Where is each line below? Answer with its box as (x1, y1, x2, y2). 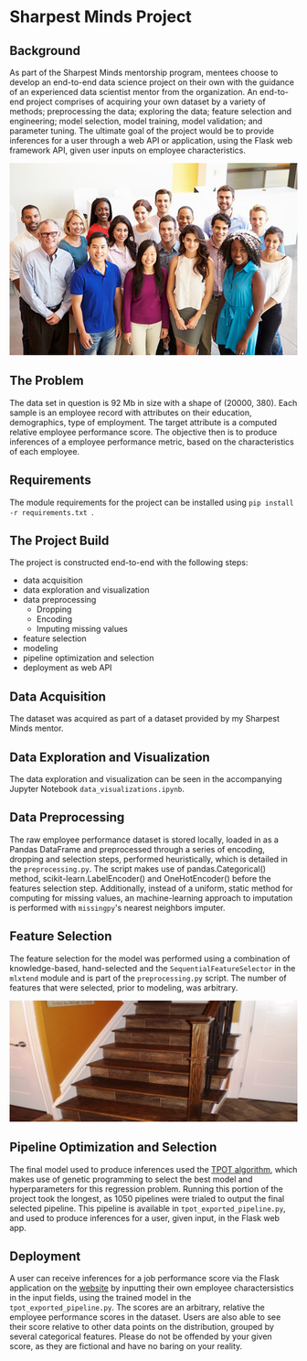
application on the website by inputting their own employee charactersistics (9, 1282, 294, 1293)
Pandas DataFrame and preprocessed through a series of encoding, (9, 843, 265, 854)
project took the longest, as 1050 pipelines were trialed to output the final (9, 1193, 285, 1204)
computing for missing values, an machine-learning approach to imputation (9, 892, 293, 903)
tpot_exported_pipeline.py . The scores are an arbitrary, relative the (9, 1302, 265, 1313)
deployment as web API (22, 662, 112, 673)
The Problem (9, 373, 84, 389)
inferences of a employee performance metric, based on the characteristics (9, 436, 294, 447)
